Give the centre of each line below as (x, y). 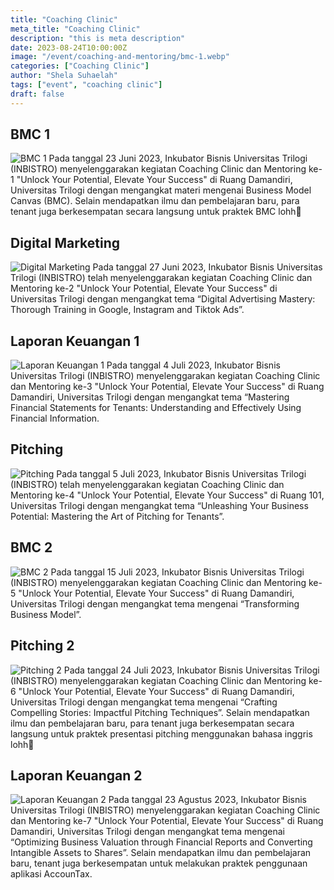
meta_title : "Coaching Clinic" (75, 29)
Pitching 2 (42, 646)
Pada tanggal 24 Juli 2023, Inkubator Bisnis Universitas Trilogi (191, 670)
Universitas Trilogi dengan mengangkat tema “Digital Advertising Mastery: (163, 299)
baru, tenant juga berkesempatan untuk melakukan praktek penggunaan (159, 863)
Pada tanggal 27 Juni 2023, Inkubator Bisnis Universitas (207, 267)
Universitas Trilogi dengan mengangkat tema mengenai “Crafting (144, 702)
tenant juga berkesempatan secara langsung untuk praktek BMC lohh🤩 (156, 212)
